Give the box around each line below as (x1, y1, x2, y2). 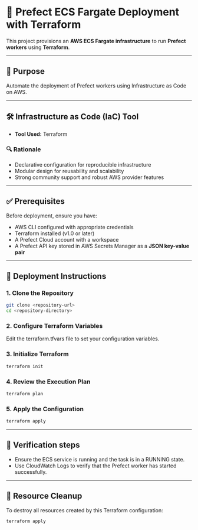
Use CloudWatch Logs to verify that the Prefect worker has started (14, 462, 177, 469)
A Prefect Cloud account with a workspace (14, 236, 119, 243)
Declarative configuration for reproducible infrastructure (14, 161, 151, 168)
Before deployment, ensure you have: (6, 212, 97, 219)
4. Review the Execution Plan (6, 378, 91, 386)
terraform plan (6, 391, 44, 396)
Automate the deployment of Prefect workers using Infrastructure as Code (6, 82, 187, 89)
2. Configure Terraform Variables (6, 322, 103, 330)
